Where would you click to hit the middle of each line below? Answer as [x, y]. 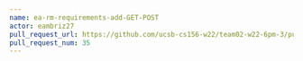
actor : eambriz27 [42, 26]
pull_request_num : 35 [50, 43]
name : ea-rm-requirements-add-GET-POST [84, 17]
